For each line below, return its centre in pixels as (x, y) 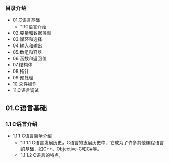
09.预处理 (23, 78)
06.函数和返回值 (30, 59)
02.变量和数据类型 (32, 33)
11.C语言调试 (26, 90)
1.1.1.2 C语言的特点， (42, 155)
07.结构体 (23, 65)
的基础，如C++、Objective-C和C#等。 (61, 149)
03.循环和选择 (27, 39)
